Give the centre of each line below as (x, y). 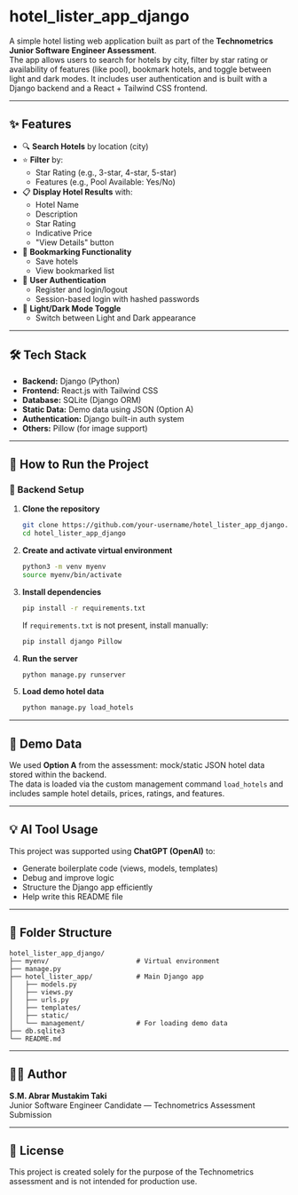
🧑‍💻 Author (38, 1075)
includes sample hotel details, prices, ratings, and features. (117, 794)
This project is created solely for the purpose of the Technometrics (132, 1172)
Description (56, 214)
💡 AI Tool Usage (54, 830)
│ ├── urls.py (39, 1000)
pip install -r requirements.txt (84, 608)
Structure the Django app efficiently (87, 887)
